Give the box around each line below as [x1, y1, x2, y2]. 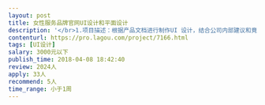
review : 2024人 [8, 63, 57, 71]
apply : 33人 [8, 70, 47, 78]
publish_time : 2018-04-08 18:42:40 [8, 56, 125, 64]
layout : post [8, 11, 51, 20]
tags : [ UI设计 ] [8, 41, 56, 49]
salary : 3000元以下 [8, 48, 69, 56]
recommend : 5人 [8, 77, 57, 85]
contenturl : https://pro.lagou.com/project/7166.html [8, 33, 189, 42]
